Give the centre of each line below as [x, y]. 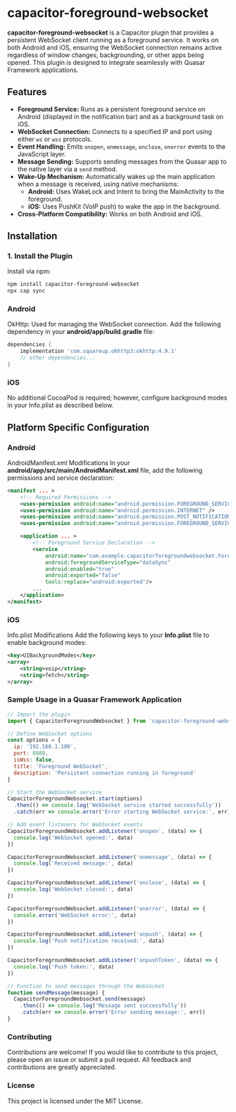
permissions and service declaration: [61, 478]
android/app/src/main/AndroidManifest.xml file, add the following [105, 470]
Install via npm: [29, 271]
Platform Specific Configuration [78, 427]
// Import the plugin [39, 714]
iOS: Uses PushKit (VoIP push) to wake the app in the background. [124, 206]
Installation [32, 236]
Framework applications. [43, 70]
